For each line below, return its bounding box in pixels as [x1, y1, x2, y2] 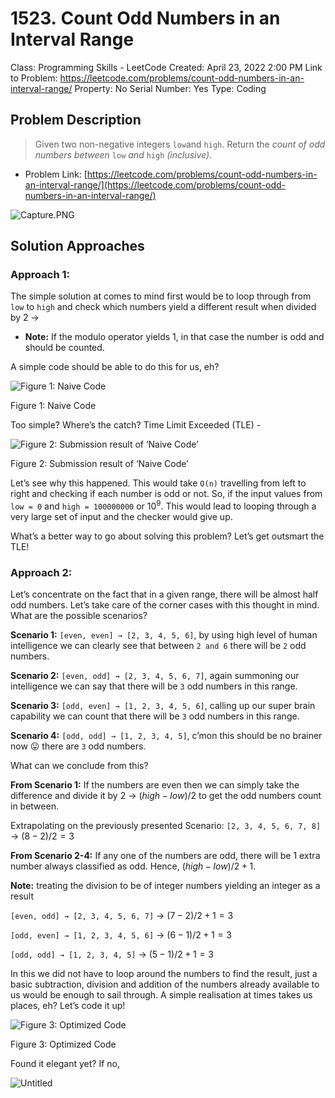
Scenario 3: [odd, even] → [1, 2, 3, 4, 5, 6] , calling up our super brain [10, 700, 316, 712]
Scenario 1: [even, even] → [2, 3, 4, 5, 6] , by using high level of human [10, 629, 318, 641]
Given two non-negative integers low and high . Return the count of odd [34, 138, 326, 150]
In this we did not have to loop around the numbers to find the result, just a [10, 968, 318, 980]
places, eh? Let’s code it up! [10, 1000, 126, 1012]
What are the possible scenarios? [10, 610, 148, 622]
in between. [10, 800, 59, 812]
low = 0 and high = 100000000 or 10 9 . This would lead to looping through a [10, 498, 317, 512]
